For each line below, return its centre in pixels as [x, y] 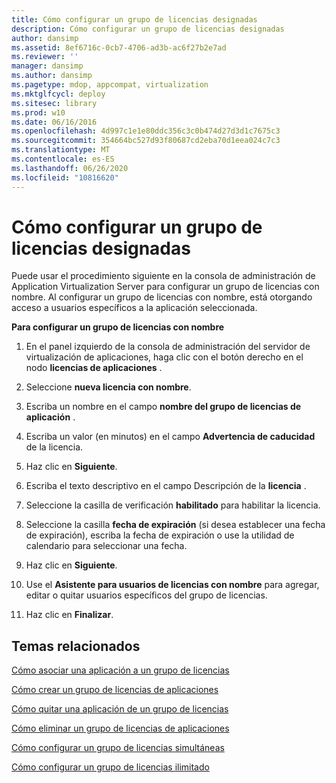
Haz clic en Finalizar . [69, 615]
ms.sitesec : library [54, 103]
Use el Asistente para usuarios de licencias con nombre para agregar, [172, 585]
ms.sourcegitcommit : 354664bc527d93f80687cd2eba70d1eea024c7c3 [146, 141]
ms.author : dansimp [52, 76]
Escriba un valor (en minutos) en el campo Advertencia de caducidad [170, 437]
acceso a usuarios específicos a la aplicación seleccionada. [134, 308]
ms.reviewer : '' [45, 57]
